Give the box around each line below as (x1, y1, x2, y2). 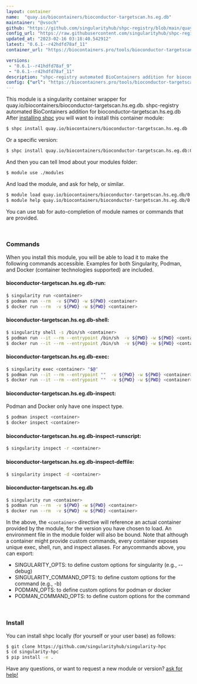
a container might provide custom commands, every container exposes (6, 537, 178, 544)
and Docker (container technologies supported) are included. (6, 266, 154, 273)
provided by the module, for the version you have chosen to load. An (6, 525, 172, 532)
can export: (6, 550, 34, 557)
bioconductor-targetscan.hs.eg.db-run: (6, 280, 106, 287)
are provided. (6, 214, 39, 221)
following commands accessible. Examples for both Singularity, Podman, (6, 260, 182, 267)
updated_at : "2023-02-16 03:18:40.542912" (6, 36, 111, 42)
